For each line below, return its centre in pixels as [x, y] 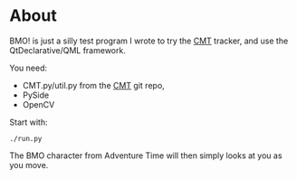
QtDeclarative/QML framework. [68, 50]
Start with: [29, 122]
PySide [36, 95]
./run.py [26, 138]
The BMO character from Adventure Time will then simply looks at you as [146, 155]
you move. [29, 165]
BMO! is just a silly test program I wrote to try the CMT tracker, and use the [149, 41]
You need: [29, 68]
